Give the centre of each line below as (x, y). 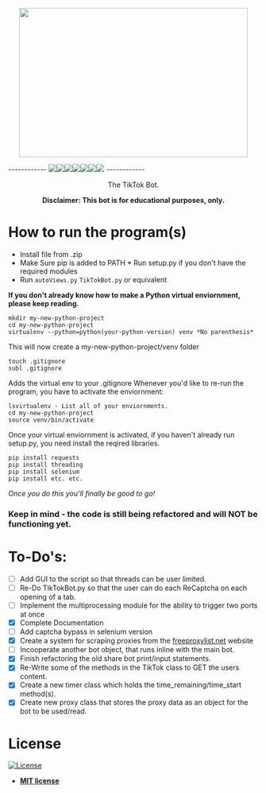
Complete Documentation (62, 622)
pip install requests (44, 457)
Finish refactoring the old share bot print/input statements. (115, 659)
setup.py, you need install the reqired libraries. (84, 443)
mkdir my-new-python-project (56, 318)
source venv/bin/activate (51, 420)
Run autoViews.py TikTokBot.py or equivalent (93, 279)
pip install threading (46, 465)
